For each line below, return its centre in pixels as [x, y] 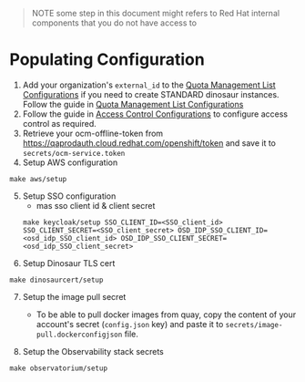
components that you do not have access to [114, 23]
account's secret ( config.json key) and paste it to [130, 324]
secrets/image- [254, 325]
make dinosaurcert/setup [56, 280]
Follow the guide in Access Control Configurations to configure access [155, 114]
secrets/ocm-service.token [74, 153]
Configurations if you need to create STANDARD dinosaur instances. [151, 94]
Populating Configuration [107, 60]
